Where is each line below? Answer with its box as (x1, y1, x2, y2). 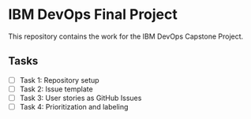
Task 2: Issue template (19, 84, 93, 94)
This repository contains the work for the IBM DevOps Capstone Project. (8, 32, 244, 41)
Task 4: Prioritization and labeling (19, 102, 129, 111)
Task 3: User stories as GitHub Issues (19, 93, 142, 102)
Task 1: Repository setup (19, 75, 100, 84)
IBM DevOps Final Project (8, 6, 178, 24)
